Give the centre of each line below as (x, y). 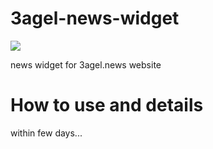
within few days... (46, 133)
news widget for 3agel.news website (86, 64)
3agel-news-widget (95, 18)
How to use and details (107, 105)
